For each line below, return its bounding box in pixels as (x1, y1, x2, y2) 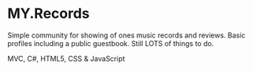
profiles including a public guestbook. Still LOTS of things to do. (7, 38, 214, 48)
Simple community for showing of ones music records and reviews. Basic (7, 30, 246, 40)
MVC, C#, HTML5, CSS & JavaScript (7, 54, 125, 63)
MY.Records (7, 5, 90, 23)
